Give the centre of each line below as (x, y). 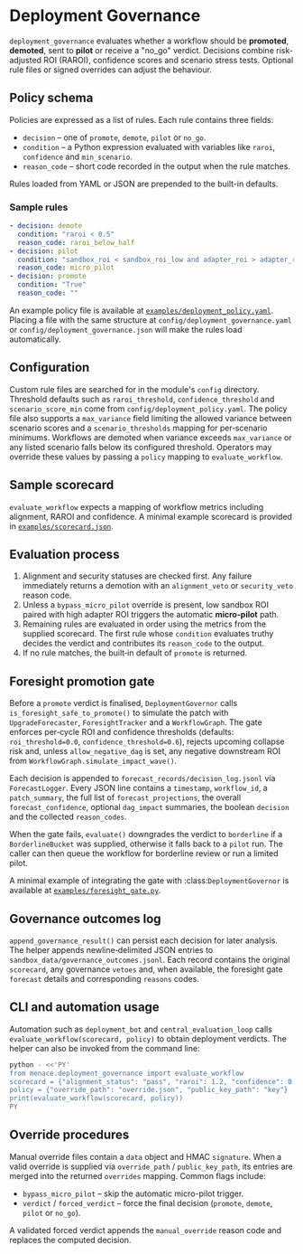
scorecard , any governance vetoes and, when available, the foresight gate (146, 969)
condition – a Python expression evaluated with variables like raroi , (149, 146)
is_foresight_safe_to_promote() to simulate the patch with (119, 713)
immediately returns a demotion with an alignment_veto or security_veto (158, 586)
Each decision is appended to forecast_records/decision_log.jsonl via (142, 778)
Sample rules (39, 207)
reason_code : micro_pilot (66, 268)
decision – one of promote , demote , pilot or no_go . (114, 137)
